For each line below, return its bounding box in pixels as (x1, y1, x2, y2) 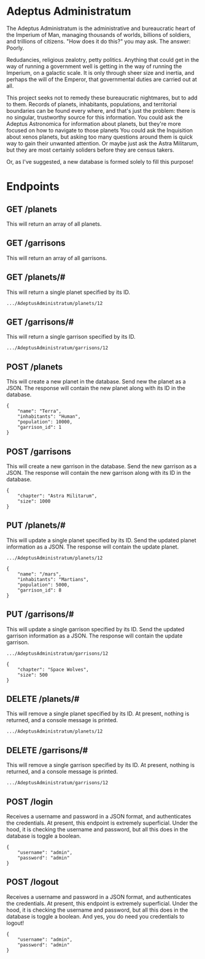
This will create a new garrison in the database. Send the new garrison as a (6, 463, 197, 470)
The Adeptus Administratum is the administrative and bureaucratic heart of (6, 25, 196, 32)
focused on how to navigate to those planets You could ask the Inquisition (6, 126, 193, 134)
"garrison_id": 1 (17, 425, 62, 431)
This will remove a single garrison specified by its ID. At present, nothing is (6, 761, 195, 769)
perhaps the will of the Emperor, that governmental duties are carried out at (6, 75, 198, 83)
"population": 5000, (17, 582, 70, 588)
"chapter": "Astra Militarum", (17, 493, 98, 499)
